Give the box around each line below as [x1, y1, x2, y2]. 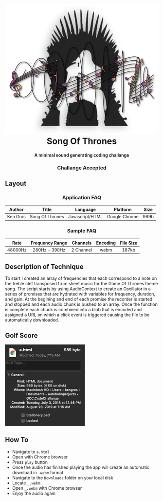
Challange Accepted [57, 164, 107, 171]
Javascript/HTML [68, 214, 103, 220]
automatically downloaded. [5, 317, 59, 323]
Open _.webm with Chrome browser [12, 485, 82, 491]
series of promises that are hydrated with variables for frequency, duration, [5, 291, 156, 297]
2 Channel [71, 247, 92, 252]
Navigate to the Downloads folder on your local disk [12, 475, 113, 480]
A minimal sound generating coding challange [34, 152, 129, 158]
